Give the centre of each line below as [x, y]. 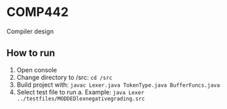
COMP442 [38, 12]
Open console [37, 69]
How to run [31, 53]
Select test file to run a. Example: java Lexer [80, 92]
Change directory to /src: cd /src [64, 77]
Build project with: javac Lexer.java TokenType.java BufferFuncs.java [118, 85]
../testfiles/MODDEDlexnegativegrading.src [81, 99]
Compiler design [30, 31]
